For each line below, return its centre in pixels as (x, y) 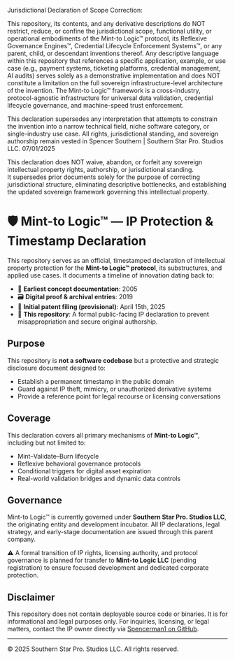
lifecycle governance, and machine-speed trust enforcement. (95, 105)
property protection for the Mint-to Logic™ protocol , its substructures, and (115, 268)
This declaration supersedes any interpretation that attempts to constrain (113, 119)
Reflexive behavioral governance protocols (79, 464)
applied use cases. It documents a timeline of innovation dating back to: (111, 275)
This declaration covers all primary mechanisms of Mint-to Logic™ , (104, 435)
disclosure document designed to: (57, 368)
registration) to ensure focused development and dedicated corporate (108, 568)
